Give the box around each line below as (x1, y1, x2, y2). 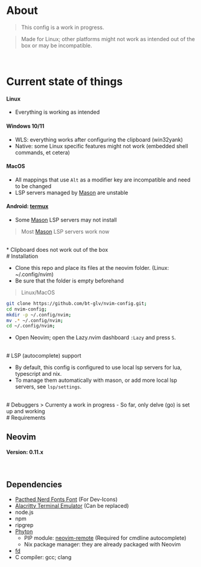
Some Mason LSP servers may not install (14, 216, 117, 223)
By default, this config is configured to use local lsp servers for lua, (14, 364, 182, 371)
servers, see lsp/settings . (14, 383, 81, 390)
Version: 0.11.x (6, 448, 43, 456)
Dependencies (6, 479, 62, 490)
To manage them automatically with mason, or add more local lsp (14, 376, 177, 384)
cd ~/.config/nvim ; (6, 323, 56, 329)
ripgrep (14, 521, 34, 528)
